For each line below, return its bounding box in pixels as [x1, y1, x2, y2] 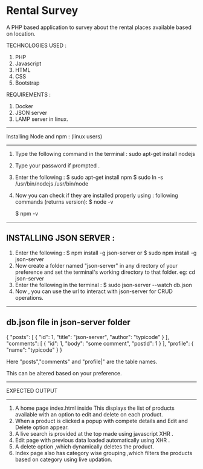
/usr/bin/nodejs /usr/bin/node [14, 180, 89, 187]
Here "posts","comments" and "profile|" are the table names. [6, 358, 158, 365]
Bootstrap [14, 79, 40, 86]
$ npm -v [14, 210, 39, 217]
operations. [14, 294, 44, 301]
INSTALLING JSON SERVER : [6, 233, 115, 244]
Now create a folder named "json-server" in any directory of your [14, 262, 178, 269]
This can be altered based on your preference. [6, 369, 122, 377]
